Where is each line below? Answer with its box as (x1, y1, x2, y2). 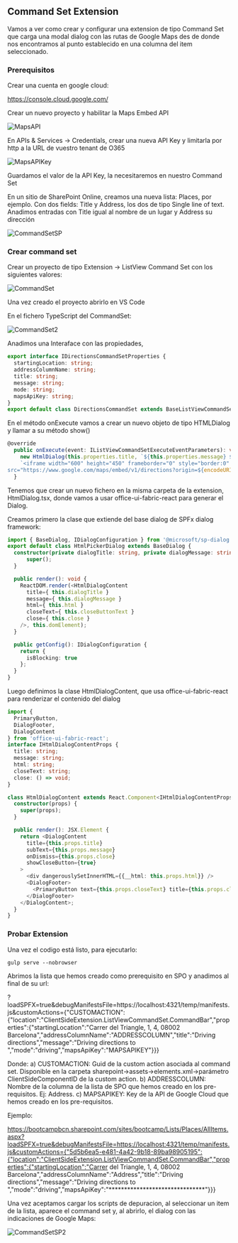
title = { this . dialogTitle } (25, 588, 110, 596)
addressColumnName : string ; (13, 366, 97, 374)
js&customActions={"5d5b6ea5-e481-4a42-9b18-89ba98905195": (7, 1148, 203, 1156)
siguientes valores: (7, 270, 62, 279)
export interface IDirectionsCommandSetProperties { (7, 353, 166, 360)
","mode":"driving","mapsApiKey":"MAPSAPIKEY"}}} (7, 1046, 159, 1055)
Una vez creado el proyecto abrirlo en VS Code (7, 298, 145, 306)
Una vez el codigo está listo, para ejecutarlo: (7, 945, 137, 954)
